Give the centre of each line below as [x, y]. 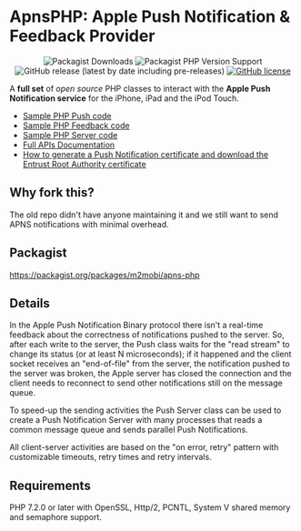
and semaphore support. [56, 517]
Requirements [50, 485]
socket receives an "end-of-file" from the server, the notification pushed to [150, 364]
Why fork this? [52, 193]
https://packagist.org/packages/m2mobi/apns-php [105, 275]
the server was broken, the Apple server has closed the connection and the [151, 374]
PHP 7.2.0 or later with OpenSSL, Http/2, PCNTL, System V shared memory [150, 507]
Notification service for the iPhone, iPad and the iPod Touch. [124, 98]
